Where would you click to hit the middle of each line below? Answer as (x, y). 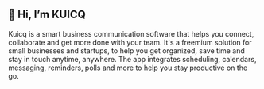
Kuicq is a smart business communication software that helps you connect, (131, 33)
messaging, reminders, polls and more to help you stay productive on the (128, 68)
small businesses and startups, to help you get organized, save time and (126, 50)
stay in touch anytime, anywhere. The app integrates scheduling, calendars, (132, 59)
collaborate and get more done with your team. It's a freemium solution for (130, 42)
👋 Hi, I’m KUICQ (47, 15)
